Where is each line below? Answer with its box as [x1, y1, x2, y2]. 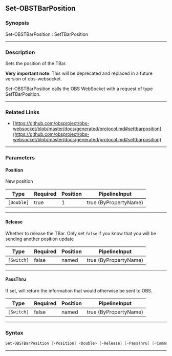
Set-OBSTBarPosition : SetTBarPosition [5, 31, 89, 37]
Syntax [5, 329, 24, 336]
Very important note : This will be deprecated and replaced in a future [5, 70, 153, 76]
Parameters [5, 154, 35, 161]
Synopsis [5, 19, 29, 27]
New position [5, 178, 33, 184]
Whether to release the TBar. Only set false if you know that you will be [5, 230, 156, 236]
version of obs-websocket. [5, 75, 62, 81]
